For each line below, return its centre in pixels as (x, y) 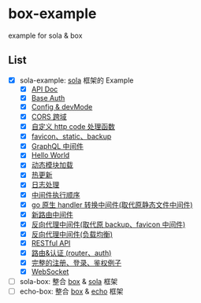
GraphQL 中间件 (58, 146)
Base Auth (48, 98)
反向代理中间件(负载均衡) (72, 234)
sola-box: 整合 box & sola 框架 (69, 282)
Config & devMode (62, 106)
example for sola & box (45, 35)
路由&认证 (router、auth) (71, 253)
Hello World (50, 155)
